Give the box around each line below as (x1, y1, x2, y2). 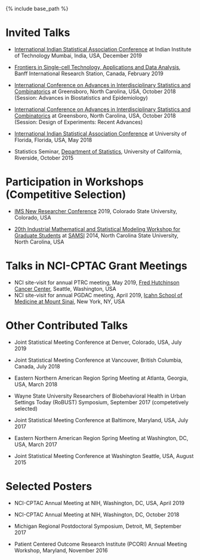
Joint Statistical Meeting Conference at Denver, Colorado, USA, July (14, 339, 182, 346)
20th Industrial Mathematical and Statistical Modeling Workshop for (14, 225, 180, 232)
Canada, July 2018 (14, 362, 60, 370)
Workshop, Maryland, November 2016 (14, 546, 108, 554)
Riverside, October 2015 (14, 154, 74, 161)
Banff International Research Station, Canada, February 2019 (14, 70, 164, 77)
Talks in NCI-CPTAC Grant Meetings (5, 259, 187, 273)
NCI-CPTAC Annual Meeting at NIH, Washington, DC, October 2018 (14, 510, 180, 518)
